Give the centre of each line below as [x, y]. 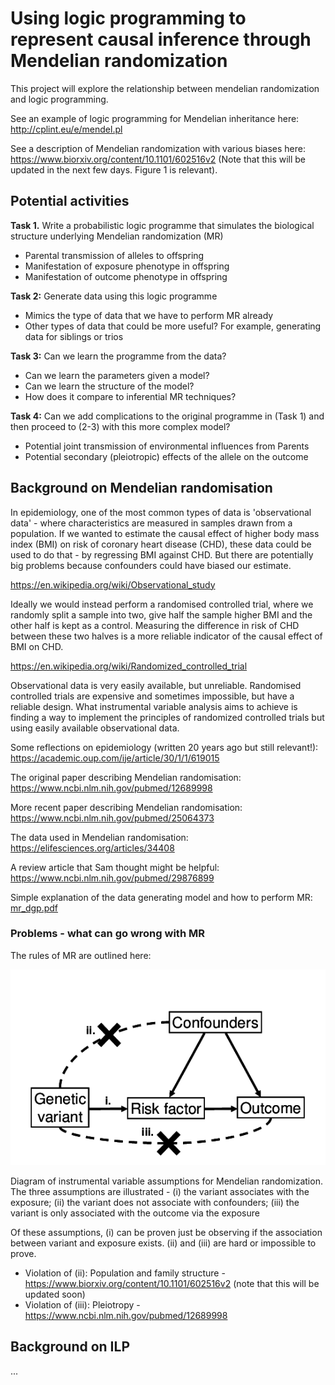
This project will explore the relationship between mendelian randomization [165, 88]
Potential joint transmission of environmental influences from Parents [167, 446]
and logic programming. [59, 99]
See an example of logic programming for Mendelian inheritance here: [155, 118]
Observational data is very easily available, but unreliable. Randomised [156, 685]
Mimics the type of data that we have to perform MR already [149, 315]
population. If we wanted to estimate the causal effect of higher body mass [165, 533]
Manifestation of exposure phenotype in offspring [127, 266]
